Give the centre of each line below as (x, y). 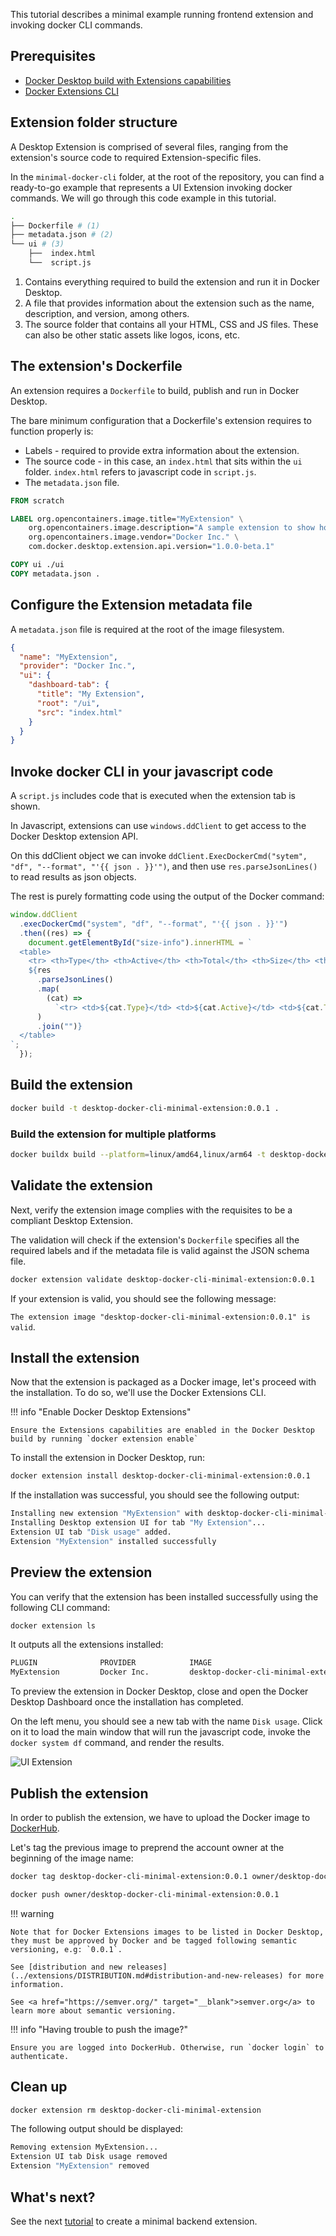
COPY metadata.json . (55, 574)
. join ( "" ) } (59, 1026)
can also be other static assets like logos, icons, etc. (132, 335)
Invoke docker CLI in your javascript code (142, 771)
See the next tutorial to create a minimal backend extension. (134, 2221)
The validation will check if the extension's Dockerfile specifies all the (155, 1240)
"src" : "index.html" (79, 712)
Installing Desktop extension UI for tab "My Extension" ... (138, 1523)
